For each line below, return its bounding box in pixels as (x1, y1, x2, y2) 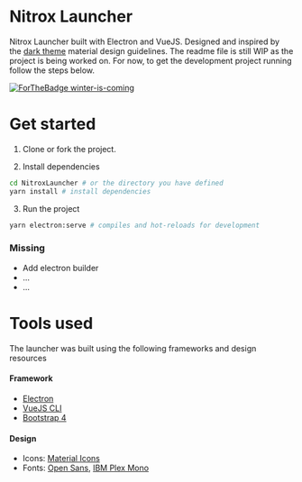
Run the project (22, 203, 80, 214)
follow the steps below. (9, 65, 96, 76)
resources (9, 352, 47, 363)
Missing (9, 241, 45, 254)
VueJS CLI (22, 403, 62, 414)
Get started (9, 114, 96, 134)
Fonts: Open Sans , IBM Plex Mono (22, 462, 150, 474)
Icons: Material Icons (22, 453, 101, 464)
